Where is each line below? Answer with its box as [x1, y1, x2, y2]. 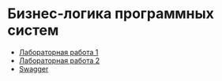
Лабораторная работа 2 [18, 56, 100, 65]
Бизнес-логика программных [7, 5, 215, 23]
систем [7, 21, 59, 39]
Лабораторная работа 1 [18, 47, 99, 57]
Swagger [18, 64, 49, 73]
